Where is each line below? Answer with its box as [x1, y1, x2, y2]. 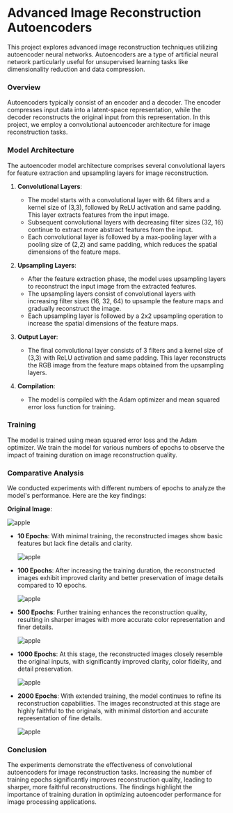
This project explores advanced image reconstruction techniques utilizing [7, 43, 218, 51]
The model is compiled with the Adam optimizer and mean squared [27, 395, 220, 404]
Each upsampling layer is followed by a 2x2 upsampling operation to [27, 312, 224, 320]
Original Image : [7, 505, 53, 513]
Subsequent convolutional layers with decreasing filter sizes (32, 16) [27, 218, 224, 226]
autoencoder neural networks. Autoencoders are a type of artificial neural [7, 50, 218, 59]
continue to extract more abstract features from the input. [27, 225, 193, 234]
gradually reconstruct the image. [27, 304, 122, 312]
